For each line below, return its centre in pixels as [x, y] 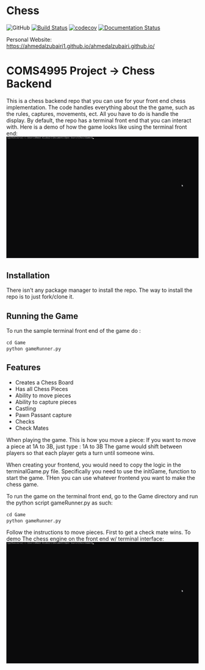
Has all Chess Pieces [41, 389]
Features [23, 367]
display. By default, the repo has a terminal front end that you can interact [99, 120]
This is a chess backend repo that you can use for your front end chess [96, 101]
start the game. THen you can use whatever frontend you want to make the [101, 478]
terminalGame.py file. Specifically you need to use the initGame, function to [101, 471]
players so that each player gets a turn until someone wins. [81, 453]
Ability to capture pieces [46, 402]
